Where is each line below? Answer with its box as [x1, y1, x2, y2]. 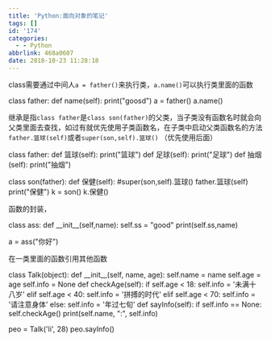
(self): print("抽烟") [8, 159, 71, 169]
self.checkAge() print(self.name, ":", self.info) [8, 308, 159, 318]
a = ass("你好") [8, 237, 59, 246]
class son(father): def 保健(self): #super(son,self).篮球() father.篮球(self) [8, 176, 248, 186]
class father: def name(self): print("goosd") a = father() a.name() [8, 96, 223, 105]
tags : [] [8, 19, 38, 27]
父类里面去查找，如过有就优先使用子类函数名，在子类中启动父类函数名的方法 [8, 122, 263, 132]
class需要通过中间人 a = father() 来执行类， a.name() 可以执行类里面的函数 [8, 80, 254, 89]
